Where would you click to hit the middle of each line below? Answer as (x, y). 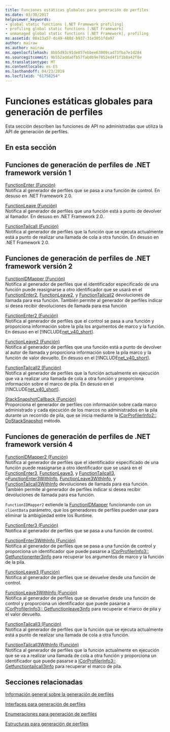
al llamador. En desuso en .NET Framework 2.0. (55, 217)
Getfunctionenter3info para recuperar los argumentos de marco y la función (84, 557)
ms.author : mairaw (25, 48)
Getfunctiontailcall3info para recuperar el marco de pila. (64, 666)
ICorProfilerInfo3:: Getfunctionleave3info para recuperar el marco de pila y (83, 608)
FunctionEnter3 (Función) (32, 525)
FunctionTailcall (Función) (32, 226)
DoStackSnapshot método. (33, 420)
